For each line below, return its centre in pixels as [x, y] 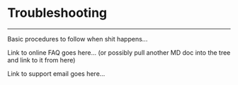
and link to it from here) [41, 60]
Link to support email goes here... [56, 73]
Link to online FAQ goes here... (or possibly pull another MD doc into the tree [119, 52]
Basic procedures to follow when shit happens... [78, 39]
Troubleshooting [57, 13]
